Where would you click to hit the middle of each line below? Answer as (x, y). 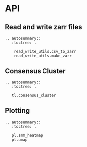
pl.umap (20, 140)
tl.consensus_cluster (34, 95)
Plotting (18, 110)
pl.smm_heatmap (27, 135)
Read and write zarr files (43, 27)
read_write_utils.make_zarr (43, 56)
